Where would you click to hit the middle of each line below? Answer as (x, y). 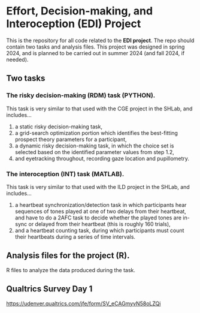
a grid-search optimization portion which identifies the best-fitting (96, 133)
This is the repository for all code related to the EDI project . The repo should (100, 40)
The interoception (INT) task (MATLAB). (65, 174)
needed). (17, 59)
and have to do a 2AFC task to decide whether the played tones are (98, 218)
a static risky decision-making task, (59, 127)
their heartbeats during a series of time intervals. (75, 237)
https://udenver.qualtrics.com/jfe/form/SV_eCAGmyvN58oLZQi (84, 303)
